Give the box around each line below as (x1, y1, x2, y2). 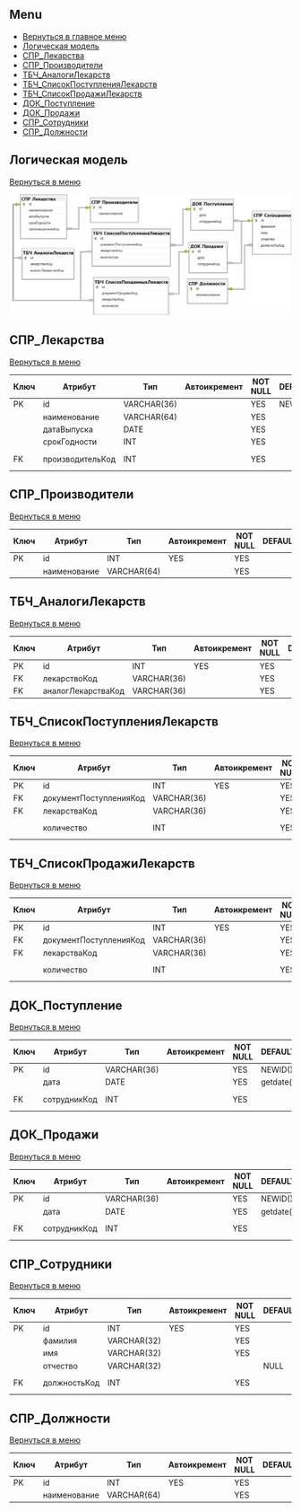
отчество (42, 1360, 79, 1371)
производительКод (42, 453, 116, 464)
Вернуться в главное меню (21, 31, 127, 41)
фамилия (42, 1335, 78, 1346)
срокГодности (42, 436, 98, 447)
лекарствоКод (42, 672, 99, 683)
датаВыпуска (42, 424, 94, 435)
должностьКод (42, 1377, 100, 1388)
